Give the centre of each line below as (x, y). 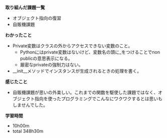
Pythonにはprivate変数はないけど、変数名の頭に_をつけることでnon (90, 52)
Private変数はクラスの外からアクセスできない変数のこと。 (72, 46)
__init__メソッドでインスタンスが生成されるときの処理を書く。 (77, 71)
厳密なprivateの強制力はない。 (52, 65)
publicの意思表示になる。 (46, 58)
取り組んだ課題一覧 (25, 7)
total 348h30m (28, 131)
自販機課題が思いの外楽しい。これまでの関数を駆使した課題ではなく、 (85, 92)
